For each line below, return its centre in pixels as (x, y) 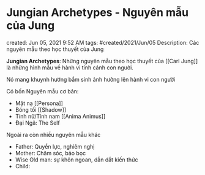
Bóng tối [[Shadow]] (41, 109)
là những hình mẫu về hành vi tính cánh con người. (70, 68)
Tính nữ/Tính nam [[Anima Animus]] (60, 116)
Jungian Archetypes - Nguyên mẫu (97, 13)
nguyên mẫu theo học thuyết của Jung (55, 49)
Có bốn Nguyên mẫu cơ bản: (43, 91)
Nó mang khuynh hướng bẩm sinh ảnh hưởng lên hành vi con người (91, 79)
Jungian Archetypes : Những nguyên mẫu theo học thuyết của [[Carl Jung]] (102, 61)
